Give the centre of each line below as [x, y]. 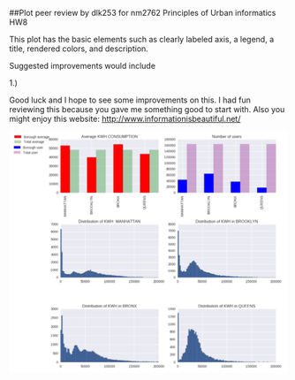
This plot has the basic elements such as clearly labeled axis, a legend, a [142, 39]
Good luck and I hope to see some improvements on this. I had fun [130, 100]
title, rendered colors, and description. [79, 49]
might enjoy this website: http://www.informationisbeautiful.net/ [125, 119]
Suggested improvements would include [83, 66]
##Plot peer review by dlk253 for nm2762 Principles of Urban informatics [143, 13]
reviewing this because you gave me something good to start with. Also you [147, 109]
